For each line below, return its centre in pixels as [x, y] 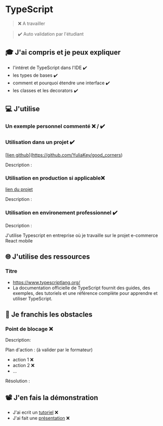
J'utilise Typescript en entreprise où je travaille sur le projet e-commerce [82, 235]
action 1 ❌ [23, 360]
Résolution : [18, 381]
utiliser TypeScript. [32, 298]
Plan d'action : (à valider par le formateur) [49, 350]
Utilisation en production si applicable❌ [55, 178]
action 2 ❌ [23, 366]
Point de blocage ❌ [29, 329]
